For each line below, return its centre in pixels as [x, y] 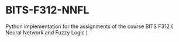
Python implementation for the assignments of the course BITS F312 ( [89, 26]
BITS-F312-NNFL [47, 10]
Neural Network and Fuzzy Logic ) [47, 32]
